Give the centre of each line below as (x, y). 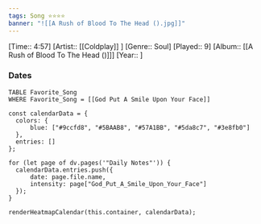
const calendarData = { (48, 114)
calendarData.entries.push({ (64, 170)
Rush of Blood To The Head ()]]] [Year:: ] (76, 55)
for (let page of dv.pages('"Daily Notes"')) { (90, 163)
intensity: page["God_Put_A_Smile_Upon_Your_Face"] (118, 184)
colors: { (32, 120)
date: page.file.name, (68, 177)
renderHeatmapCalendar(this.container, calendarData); (102, 212)
